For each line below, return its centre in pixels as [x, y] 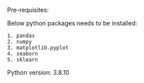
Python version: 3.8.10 [38, 72]
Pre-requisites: [28, 10]
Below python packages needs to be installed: [72, 23]
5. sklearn [23, 60]
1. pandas [21, 36]
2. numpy [20, 42]
